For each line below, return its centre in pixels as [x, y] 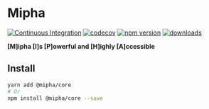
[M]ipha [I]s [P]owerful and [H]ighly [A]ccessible [81, 46]
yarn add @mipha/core [39, 85]
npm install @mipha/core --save [55, 98]
